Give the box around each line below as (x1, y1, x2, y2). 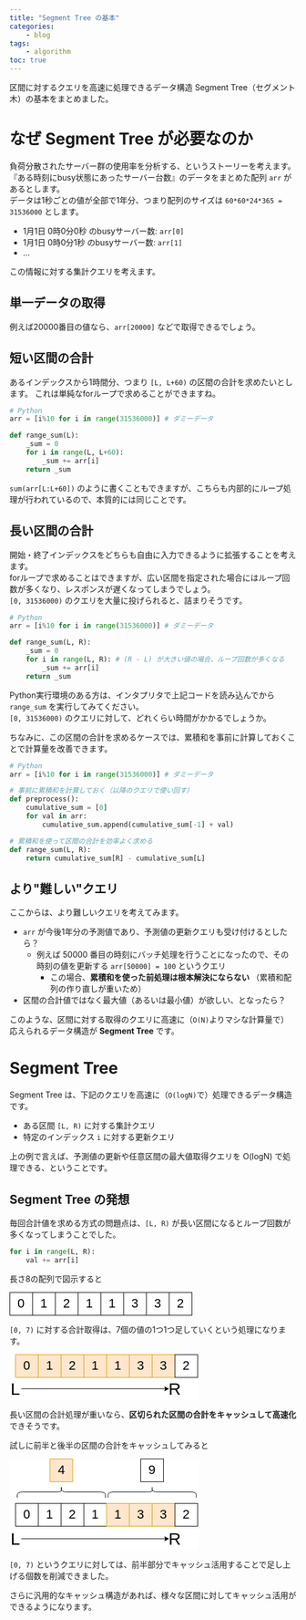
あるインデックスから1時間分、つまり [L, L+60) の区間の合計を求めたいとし (9, 376, 293, 388)
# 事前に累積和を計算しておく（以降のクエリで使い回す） (9, 786, 194, 795)
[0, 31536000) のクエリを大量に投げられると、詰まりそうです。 (9, 595, 248, 606)
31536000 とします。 (9, 206, 84, 217)
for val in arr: (25, 812, 88, 821)
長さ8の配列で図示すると (9, 1273, 103, 1284)
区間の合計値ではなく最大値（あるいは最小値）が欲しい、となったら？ (22, 995, 287, 1006)
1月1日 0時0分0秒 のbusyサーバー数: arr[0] (22, 225, 185, 236)
